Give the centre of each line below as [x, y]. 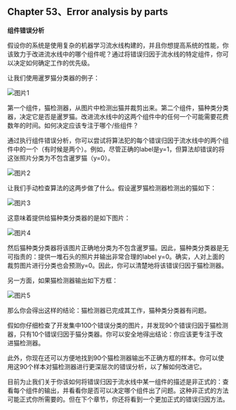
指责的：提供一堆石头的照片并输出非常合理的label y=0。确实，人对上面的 [119, 256]
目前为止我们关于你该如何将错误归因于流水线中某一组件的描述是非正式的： [115, 381]
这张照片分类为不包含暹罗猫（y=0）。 [61, 158]
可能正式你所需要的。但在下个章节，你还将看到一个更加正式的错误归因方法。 [118, 399]
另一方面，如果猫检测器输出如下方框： [63, 280]
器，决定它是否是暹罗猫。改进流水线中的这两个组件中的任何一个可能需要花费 [118, 116]
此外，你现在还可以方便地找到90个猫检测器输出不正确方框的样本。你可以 [113, 358]
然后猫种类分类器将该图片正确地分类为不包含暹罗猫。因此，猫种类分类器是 [115, 247]
